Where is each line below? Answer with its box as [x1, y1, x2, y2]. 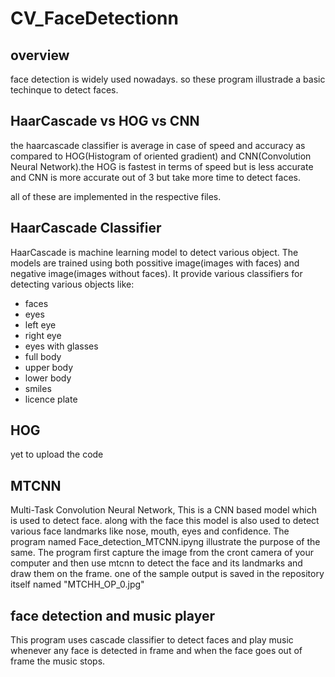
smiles [24, 382, 52, 394]
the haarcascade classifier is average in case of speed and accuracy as [10, 139, 306, 151]
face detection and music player [10, 607, 215, 624]
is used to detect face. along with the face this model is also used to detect [10, 515, 320, 527]
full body [24, 350, 62, 362]
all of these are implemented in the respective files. [10, 190, 222, 202]
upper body [24, 361, 74, 373]
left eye [24, 318, 57, 331]
